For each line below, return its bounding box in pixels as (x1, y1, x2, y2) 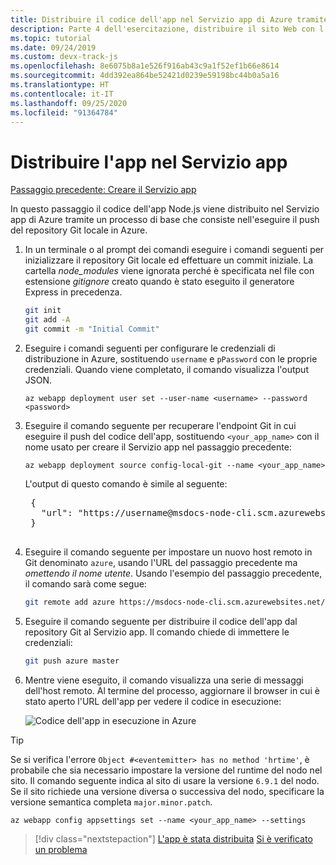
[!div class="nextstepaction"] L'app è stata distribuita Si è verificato (34, 832, 313, 845)
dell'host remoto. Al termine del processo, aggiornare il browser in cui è (24, 684, 320, 696)
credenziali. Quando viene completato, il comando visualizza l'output (24, 363, 309, 375)
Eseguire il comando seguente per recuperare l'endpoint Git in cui (24, 419, 297, 431)
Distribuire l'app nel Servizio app (10, 151, 288, 173)
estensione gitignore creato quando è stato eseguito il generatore (24, 276, 295, 288)
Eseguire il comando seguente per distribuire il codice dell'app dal (24, 615, 298, 627)
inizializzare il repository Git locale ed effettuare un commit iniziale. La (24, 254, 313, 266)
